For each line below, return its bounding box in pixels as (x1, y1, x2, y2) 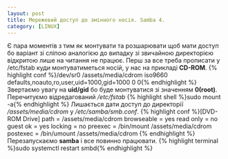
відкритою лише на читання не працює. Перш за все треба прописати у (7, 56, 220, 65)
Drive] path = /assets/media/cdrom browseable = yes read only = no (23, 115, 218, 123)
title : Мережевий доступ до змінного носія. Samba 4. (7, 17, 166, 23)
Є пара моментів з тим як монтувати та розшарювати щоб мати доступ (7, 42, 219, 50)
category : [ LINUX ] (7, 23, 60, 30)
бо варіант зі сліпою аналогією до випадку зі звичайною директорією (7, 49, 214, 57)
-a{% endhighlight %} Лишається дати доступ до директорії (7, 100, 184, 109)
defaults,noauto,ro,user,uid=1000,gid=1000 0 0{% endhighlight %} (7, 78, 197, 87)
